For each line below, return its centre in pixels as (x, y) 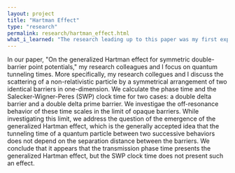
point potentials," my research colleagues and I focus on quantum (123, 67)
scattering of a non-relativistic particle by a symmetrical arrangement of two (117, 82)
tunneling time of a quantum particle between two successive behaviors (111, 134)
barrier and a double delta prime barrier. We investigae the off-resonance (113, 104)
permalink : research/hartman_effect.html (69, 33)
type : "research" (33, 27)
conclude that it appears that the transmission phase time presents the (109, 149)
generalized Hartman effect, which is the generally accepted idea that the (113, 126)
